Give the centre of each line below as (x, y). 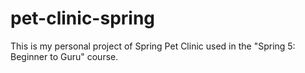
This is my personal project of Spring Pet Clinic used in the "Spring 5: (153, 46)
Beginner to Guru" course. (64, 56)
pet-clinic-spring (83, 18)
